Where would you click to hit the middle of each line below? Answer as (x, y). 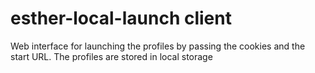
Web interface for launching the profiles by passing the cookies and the (158, 46)
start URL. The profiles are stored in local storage (111, 56)
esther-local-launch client (121, 18)
